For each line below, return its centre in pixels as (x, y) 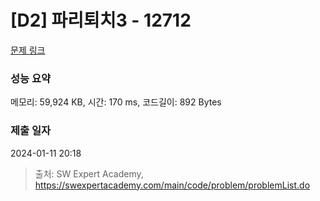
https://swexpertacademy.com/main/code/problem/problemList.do (172, 185)
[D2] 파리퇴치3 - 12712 (101, 20)
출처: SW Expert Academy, (89, 173)
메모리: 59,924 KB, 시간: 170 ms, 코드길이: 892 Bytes (116, 102)
